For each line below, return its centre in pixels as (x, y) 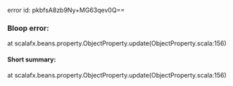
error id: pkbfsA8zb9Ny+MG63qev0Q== (66, 10)
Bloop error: (28, 28)
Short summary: (32, 59)
